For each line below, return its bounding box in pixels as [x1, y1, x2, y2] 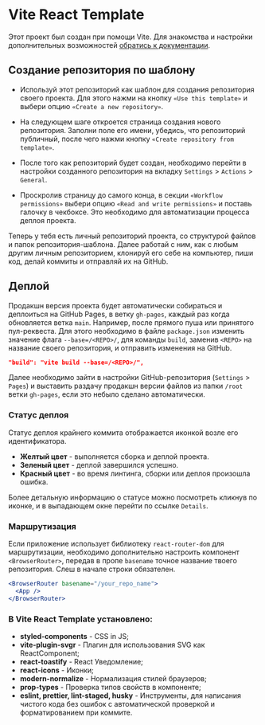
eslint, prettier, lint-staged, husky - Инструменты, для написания [19, 691, 241, 700]
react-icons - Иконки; [19, 665, 94, 675]
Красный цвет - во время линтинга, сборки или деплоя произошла [19, 468, 251, 478]
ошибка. [19, 476, 49, 487]
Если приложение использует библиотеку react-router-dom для [8, 539, 224, 549]
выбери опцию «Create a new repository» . [19, 101, 164, 111]
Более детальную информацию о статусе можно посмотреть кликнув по [8, 492, 257, 502]
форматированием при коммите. [19, 707, 133, 717]
